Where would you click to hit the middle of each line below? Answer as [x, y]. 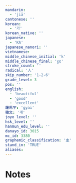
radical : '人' [19, 71]
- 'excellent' [24, 103]
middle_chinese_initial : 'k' [35, 56]
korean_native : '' [24, 33]
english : [14, 89]
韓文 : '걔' [15, 113]
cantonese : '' [20, 19]
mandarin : [15, 10]
